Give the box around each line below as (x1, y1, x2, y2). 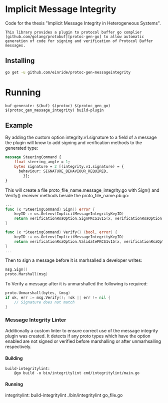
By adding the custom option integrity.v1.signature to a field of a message (5, 134, 157, 141)
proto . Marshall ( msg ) (5, 272, 48, 277)
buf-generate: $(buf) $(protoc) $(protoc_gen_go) (5, 103, 111, 108)
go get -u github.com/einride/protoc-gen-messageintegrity (5, 70, 131, 75)
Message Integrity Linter (5, 316, 66, 323)
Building (5, 355, 23, 361)
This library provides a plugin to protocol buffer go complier (5, 30, 142, 35)
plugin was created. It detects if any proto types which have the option (5, 333, 151, 339)
